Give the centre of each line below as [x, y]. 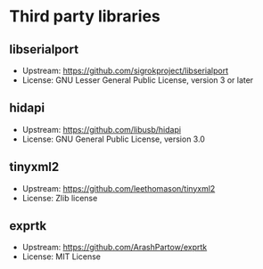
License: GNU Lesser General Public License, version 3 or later [138, 80]
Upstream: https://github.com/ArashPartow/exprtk [115, 248]
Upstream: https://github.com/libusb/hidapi [101, 129]
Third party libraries [85, 16]
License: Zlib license [60, 198]
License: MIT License [61, 257]
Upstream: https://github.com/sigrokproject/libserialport [125, 70]
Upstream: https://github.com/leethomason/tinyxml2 [119, 188]
